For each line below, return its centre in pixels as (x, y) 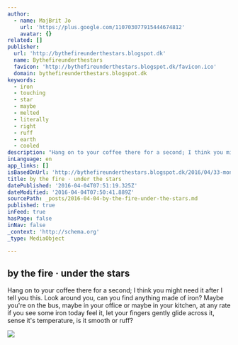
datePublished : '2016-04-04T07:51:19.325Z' (73, 185)
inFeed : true (27, 212)
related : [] (25, 40)
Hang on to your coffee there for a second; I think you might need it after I (115, 290)
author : (19, 14)
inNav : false (27, 225)
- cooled (27, 146)
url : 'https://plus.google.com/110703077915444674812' (103, 27)
